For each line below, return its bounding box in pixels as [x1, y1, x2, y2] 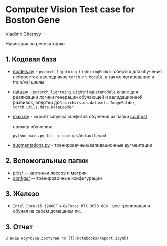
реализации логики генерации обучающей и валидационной [12, 94, 143, 100]
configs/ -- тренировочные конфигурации [12, 175, 102, 181]
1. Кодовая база [5, 55, 57, 64]
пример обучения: [12, 123, 53, 129]
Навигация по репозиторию [5, 40, 65, 46]
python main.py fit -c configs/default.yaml [12, 133, 107, 138]
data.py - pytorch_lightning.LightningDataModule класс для [12, 89, 138, 95]
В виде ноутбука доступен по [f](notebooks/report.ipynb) [5, 236, 129, 241]
